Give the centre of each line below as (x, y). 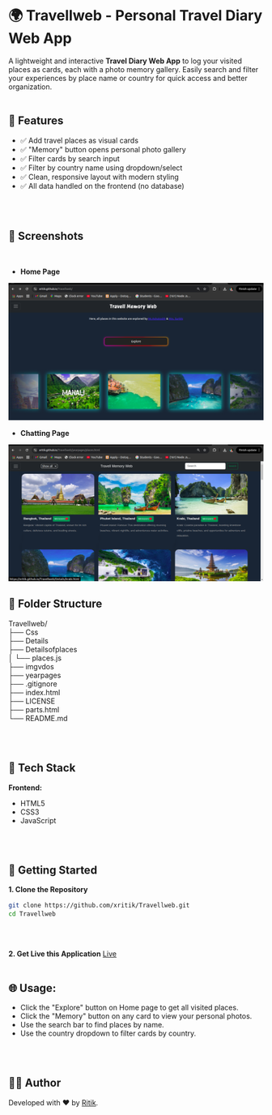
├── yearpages (35, 675)
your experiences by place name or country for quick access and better (128, 78)
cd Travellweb (32, 914)
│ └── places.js (35, 658)
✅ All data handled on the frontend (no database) (102, 186)
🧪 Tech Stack (42, 768)
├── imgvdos (31, 666)
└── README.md (38, 718)
